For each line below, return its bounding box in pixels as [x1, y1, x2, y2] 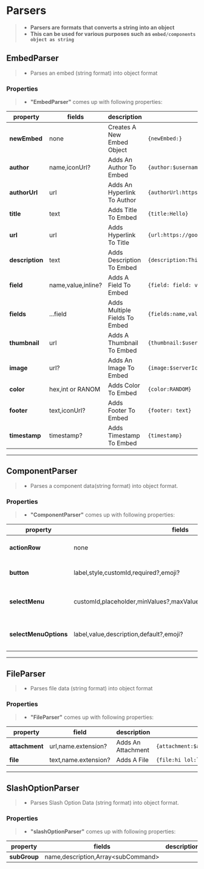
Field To [107, 281, 131, 289]
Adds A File [116, 756, 149, 764]
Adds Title [107, 206, 137, 215]
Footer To [107, 407, 135, 415]
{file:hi [155, 757, 182, 763]
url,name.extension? [49, 742, 107, 750]
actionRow [9, 543, 41, 552]
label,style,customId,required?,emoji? [73, 569, 180, 577]
